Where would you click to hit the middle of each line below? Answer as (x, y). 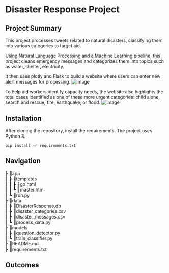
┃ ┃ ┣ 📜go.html (21, 184)
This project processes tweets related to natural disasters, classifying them (84, 40)
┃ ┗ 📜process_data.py (28, 222)
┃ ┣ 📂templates (21, 179)
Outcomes (22, 265)
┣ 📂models (17, 227)
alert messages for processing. (38, 82)
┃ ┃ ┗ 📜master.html (25, 189)
